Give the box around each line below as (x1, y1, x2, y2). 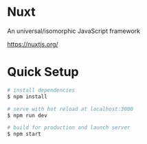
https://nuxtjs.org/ (7, 40, 58, 48)
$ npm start (7, 131, 41, 138)
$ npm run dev (7, 112, 48, 119)
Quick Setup (7, 64, 79, 80)
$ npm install (7, 93, 48, 100)
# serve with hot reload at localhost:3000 (7, 106, 134, 112)
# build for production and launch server (7, 124, 131, 131)
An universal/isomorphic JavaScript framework (7, 27, 141, 35)
